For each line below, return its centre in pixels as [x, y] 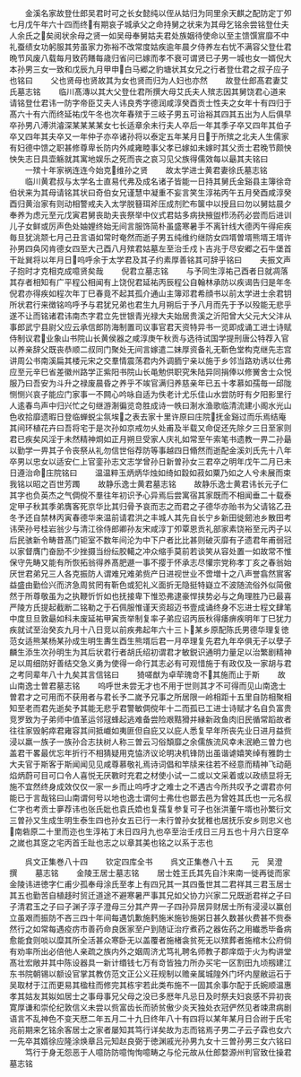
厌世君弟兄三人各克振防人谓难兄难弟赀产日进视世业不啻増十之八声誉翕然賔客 [150, 573]
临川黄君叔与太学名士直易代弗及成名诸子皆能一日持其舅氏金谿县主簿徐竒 [158, 181]
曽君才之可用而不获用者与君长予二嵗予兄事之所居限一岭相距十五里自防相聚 [146, 697]
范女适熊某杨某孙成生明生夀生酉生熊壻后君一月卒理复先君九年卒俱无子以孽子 [150, 641]
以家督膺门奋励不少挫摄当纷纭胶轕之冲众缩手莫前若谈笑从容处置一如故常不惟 [150, 551]
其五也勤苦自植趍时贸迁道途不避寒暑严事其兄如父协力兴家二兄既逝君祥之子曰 [150, 895]
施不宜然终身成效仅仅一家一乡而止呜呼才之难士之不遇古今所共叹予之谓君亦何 [150, 786]
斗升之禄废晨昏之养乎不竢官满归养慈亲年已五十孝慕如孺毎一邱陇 [174, 383]
